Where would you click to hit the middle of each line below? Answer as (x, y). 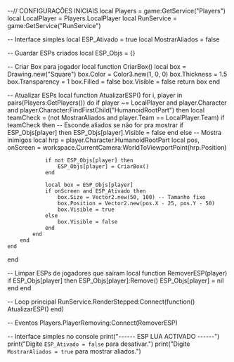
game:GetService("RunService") (54, 26)
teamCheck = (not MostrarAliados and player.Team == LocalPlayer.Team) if (116, 117)
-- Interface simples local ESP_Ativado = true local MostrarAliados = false (113, 39)
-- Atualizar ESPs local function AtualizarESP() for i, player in (95, 95)
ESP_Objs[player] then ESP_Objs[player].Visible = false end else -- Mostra (115, 132)
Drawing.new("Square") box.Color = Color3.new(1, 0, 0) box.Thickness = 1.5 (117, 74)
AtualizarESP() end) (36, 309)
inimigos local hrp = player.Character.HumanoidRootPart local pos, (104, 140)
